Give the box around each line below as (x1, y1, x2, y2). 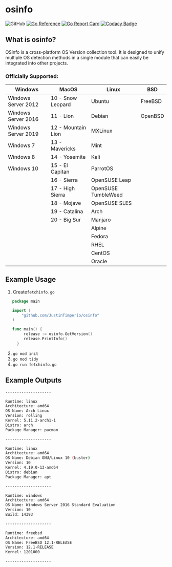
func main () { (12, 327, 42, 332)
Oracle (91, 258, 107, 265)
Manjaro (91, 216, 111, 223)
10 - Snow (50, 95, 77, 102)
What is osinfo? (5, 35, 56, 44)
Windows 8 (8, 154, 35, 161)
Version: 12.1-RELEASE (5, 544, 54, 550)
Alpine (91, 224, 106, 232)
